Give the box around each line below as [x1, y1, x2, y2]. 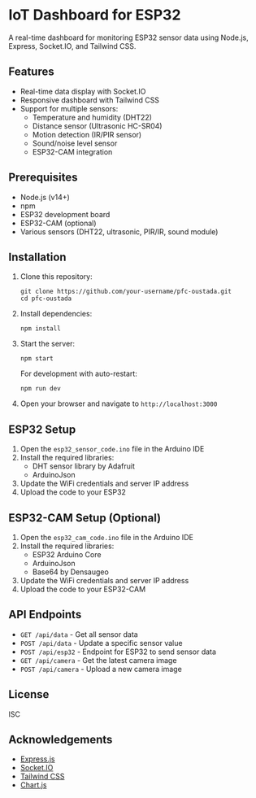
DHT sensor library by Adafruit [32, 461, 136, 471]
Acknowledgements [8, 733, 113, 747]
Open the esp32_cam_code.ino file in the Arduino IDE [20, 533, 193, 542]
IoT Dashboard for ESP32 [8, 6, 181, 24]
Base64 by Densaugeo [32, 567, 110, 577]
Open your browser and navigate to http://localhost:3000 [20, 399, 218, 408]
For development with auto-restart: [20, 368, 138, 379]
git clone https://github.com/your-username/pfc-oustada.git [20, 287, 232, 296]
